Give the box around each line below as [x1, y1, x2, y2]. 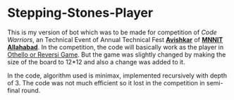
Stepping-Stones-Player [7, 5, 154, 21]
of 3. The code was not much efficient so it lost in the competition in [7, 78, 206, 87]
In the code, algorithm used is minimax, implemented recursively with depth [7, 71, 228, 80]
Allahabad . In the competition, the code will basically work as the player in [7, 43, 224, 51]
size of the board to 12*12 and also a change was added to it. [7, 57, 185, 66]
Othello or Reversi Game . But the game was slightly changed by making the [7, 50, 226, 59]
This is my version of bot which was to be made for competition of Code [7, 28, 217, 36]
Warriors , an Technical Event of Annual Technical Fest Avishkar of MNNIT [7, 35, 223, 43]
